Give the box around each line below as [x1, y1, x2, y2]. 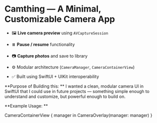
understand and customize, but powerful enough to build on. [4, 93, 126, 99]
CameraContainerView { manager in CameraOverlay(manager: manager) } [4, 112, 153, 118]
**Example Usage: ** [4, 103, 48, 108]
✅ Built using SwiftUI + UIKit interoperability [11, 74, 99, 79]
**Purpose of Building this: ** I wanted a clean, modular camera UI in [4, 83, 144, 89]
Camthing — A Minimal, [4, 3, 101, 15]
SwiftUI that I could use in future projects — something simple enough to [4, 88, 150, 94]
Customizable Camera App [4, 14, 115, 25]
